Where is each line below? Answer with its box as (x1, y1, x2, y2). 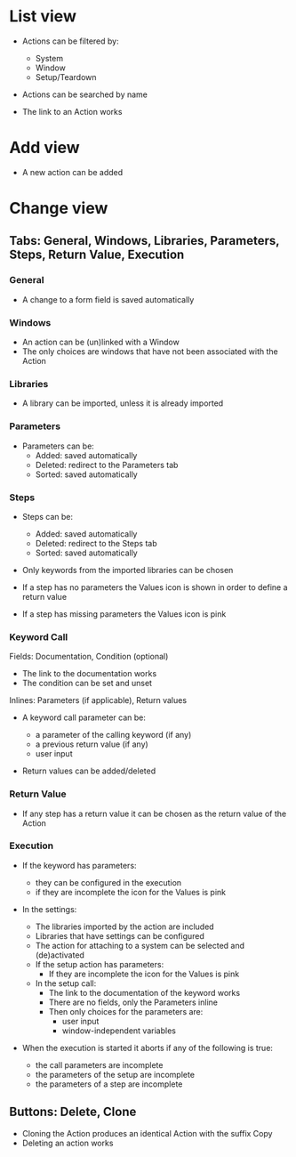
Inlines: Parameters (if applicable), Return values (9, 695, 188, 706)
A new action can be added (21, 166, 124, 177)
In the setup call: (35, 977, 97, 989)
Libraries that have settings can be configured (35, 930, 204, 941)
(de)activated (35, 950, 84, 960)
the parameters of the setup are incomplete (35, 1069, 196, 1080)
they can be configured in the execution (35, 877, 182, 887)
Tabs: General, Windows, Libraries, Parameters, (9, 233, 280, 248)
